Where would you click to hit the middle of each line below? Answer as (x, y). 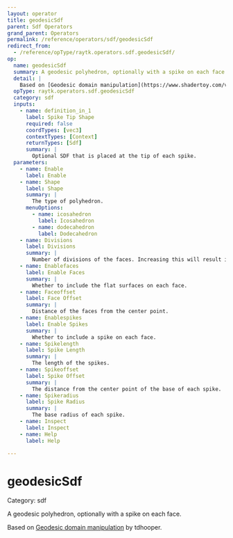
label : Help (43, 441)
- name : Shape (40, 182)
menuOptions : (44, 208)
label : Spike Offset (55, 376)
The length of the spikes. (71, 363)
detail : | (27, 78)
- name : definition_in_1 (55, 111)
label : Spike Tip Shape (60, 117)
